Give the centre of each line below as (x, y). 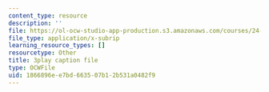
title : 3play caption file (53, 61)
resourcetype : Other (43, 53)
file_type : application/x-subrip (64, 38)
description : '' (35, 23)
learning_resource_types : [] (57, 46)
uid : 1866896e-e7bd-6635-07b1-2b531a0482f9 (82, 75)
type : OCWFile (32, 68)
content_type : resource (48, 16)
